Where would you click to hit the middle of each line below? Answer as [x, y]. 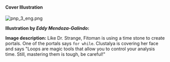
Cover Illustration [24, 7]
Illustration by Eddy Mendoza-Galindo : [47, 28]
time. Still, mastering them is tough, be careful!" [55, 54]
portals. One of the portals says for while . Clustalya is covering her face [82, 44]
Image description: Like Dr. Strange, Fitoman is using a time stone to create [85, 38]
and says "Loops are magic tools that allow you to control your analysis [80, 49]
